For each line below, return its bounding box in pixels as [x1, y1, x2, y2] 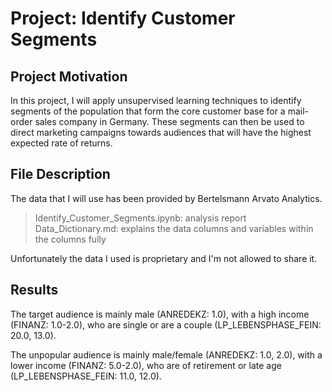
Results [10, 282, 59, 299]
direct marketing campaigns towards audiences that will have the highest [10, 127, 312, 138]
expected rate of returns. [10, 137, 113, 149]
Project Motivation [10, 68, 128, 85]
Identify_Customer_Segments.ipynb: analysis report [34, 212, 247, 224]
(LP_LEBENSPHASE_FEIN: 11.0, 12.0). [10, 370, 162, 382]
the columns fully [34, 233, 107, 245]
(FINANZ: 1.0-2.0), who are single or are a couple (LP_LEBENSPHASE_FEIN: [10, 318, 322, 331]
